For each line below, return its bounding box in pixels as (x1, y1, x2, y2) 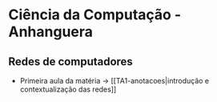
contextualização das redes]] (19, 84, 117, 94)
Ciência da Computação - (8, 6, 182, 24)
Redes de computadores (8, 55, 134, 68)
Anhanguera (8, 22, 94, 41)
